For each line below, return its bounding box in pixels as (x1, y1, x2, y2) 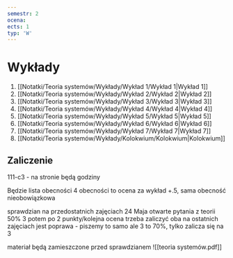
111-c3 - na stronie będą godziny (7, 173, 101, 181)
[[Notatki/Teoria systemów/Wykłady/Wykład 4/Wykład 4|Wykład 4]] (17, 105, 213, 113)
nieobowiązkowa (7, 194, 56, 202)
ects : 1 (7, 23, 30, 30)
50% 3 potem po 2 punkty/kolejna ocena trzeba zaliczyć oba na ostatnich (7, 215, 219, 223)
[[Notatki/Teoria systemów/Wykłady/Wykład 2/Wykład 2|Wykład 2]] (17, 90, 212, 98)
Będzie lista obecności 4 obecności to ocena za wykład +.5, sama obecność (7, 186, 226, 195)
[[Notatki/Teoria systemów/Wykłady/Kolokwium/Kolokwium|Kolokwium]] (17, 134, 226, 143)
